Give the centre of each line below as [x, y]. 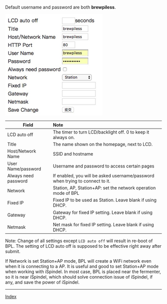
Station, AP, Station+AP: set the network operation [104, 188]
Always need [20, 175]
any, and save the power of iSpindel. [42, 282]
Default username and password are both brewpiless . [60, 7]
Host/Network [22, 151]
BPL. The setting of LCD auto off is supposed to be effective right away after [83, 246]
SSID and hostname [73, 153]
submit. [13, 252]
